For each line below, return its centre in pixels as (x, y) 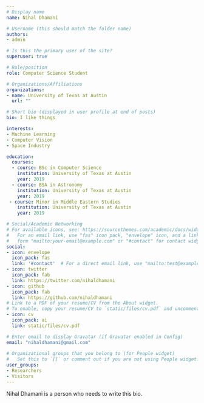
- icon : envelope (28, 252)
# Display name (25, 12)
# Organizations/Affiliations (45, 84)
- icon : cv (20, 315)
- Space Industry (28, 146)
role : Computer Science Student (47, 73)
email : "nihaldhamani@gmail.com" (49, 342)
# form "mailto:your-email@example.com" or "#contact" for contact (96, 241)
